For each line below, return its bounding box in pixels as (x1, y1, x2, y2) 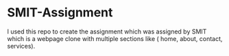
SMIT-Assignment (7, 5, 113, 20)
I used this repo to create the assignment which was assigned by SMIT (7, 27, 207, 36)
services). (7, 42, 36, 50)
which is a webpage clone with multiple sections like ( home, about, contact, (7, 34, 223, 42)
